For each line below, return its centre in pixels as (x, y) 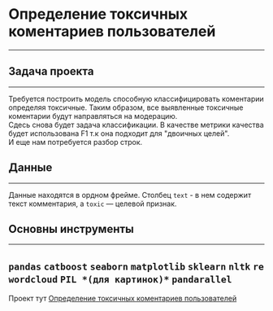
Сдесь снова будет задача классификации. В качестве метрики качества (136, 125)
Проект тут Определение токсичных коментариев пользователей (123, 299)
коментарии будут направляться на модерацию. (93, 116)
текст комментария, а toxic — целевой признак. (93, 204)
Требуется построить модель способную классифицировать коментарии (136, 99)
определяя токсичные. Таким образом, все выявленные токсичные (126, 107)
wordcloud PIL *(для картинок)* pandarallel (120, 279)
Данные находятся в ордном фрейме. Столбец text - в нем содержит (130, 195)
